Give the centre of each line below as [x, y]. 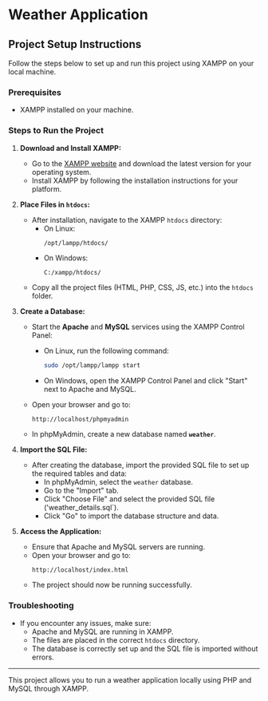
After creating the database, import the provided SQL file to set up [140, 465]
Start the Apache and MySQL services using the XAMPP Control [138, 327]
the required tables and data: [79, 473]
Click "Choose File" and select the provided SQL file [129, 499]
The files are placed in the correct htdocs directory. [116, 640]
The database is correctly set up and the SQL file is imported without [145, 648]
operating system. [61, 172]
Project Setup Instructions [75, 44]
